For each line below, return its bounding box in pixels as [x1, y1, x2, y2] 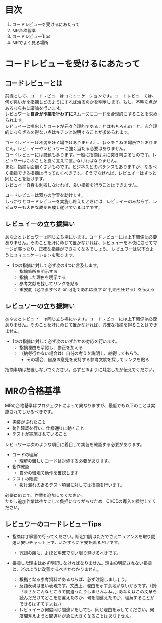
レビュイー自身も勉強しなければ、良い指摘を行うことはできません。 [5, 182, 141, 188]
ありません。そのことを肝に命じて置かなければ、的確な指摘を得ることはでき [5, 322, 158, 328]
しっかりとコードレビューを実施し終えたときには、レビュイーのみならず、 [5, 198, 153, 204]
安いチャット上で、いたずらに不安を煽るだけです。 [20, 540, 122, 545]
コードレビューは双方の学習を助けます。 [5, 192, 86, 198]
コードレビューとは [5, 79, 62, 87]
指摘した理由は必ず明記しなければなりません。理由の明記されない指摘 [12, 560, 152, 566]
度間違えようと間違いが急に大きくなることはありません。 [19, 613, 134, 619]
